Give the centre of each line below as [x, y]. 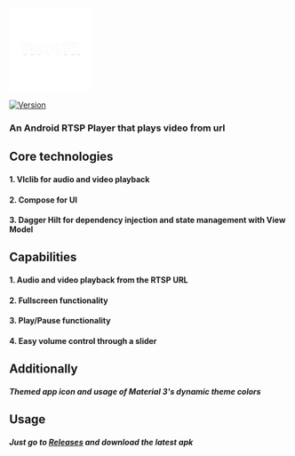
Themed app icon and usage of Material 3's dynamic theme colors [135, 391]
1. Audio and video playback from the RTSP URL [99, 280]
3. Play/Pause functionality [60, 321]
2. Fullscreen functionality [59, 300]
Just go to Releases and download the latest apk [101, 442]
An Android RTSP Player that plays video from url [117, 128]
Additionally [44, 369]
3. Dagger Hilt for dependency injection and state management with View [147, 220]
